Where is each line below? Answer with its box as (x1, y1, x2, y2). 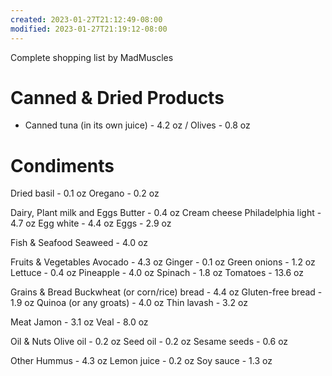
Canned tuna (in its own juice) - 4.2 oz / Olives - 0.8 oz (24, 119, 251, 131)
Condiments (10, 154, 115, 177)
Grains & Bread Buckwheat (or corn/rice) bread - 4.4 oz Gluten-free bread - (10, 286, 323, 298)
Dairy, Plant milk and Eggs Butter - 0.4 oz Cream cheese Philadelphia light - (10, 207, 322, 219)
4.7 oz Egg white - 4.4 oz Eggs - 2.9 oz (10, 217, 172, 230)
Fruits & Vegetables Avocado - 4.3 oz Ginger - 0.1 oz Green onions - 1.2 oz (10, 256, 316, 268)
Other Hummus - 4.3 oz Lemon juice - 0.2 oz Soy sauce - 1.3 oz (10, 355, 273, 367)
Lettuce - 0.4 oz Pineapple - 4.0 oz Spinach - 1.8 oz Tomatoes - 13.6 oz (10, 267, 304, 279)
